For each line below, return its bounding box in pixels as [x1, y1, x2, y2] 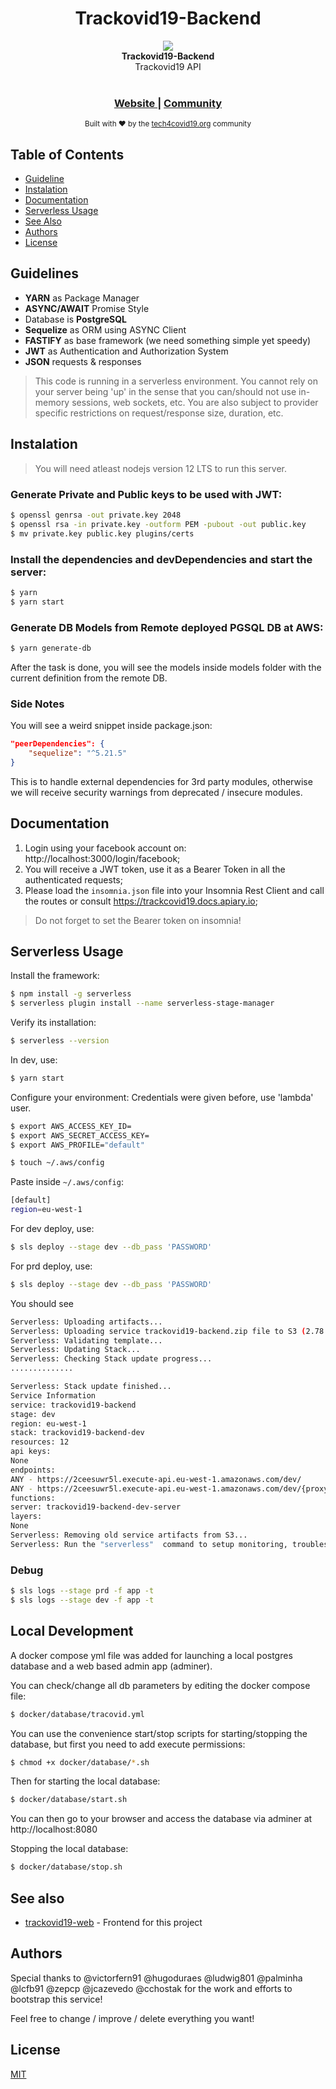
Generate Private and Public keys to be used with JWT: [10, 487, 283, 501]
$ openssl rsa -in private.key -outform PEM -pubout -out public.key [10, 519, 307, 529]
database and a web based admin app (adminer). [10, 1660, 213, 1672]
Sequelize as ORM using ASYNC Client [24, 323, 187, 336]
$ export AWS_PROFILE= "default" [10, 1140, 145, 1150]
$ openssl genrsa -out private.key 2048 [10, 510, 182, 520]
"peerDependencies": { [10, 739, 105, 749]
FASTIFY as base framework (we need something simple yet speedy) [24, 334, 312, 346]
